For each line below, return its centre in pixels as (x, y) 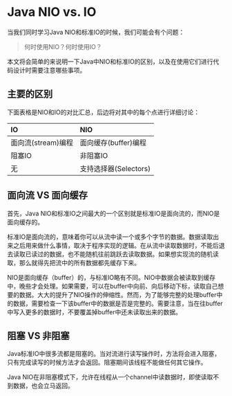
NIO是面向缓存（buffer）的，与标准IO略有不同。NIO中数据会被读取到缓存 (112, 277)
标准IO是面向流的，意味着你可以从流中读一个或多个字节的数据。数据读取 (110, 237)
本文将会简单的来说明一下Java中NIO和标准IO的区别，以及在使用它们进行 (110, 61)
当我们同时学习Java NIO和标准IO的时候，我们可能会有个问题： (96, 32)
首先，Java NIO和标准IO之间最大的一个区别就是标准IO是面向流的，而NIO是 (114, 213)
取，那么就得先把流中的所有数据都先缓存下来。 (74, 262)
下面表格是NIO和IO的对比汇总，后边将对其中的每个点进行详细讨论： (104, 112)
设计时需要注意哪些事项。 (49, 70)
